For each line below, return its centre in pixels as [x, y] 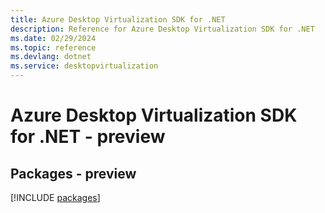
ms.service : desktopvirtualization [84, 66]
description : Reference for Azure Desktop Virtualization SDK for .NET [162, 29]
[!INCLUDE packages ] [55, 197]
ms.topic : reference [53, 47]
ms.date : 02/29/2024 [53, 38]
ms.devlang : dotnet [51, 57]
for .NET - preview [88, 137]
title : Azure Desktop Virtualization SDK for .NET [118, 19]
